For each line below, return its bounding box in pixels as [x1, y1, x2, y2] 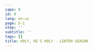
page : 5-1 [5, 20, 25, 26]
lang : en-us [5, 16, 29, 21]
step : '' [5, 25, 23, 30]
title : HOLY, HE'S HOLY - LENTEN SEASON [5, 39, 89, 44]
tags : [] [5, 34, 23, 39]
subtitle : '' [5, 30, 32, 34]
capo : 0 [5, 7, 21, 12]
